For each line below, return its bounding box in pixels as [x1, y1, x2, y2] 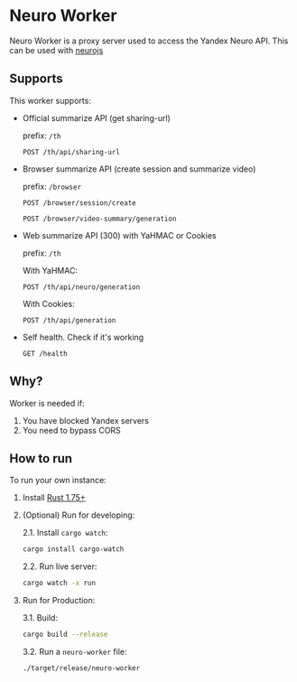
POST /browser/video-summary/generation [22, 214, 177, 223]
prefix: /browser [22, 181, 82, 192]
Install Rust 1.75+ [22, 492, 86, 503]
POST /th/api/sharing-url [22, 147, 120, 156]
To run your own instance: [9, 475, 107, 486]
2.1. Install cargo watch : [22, 528, 108, 538]
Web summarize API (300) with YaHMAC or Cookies [22, 229, 217, 240]
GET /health [22, 349, 68, 358]
